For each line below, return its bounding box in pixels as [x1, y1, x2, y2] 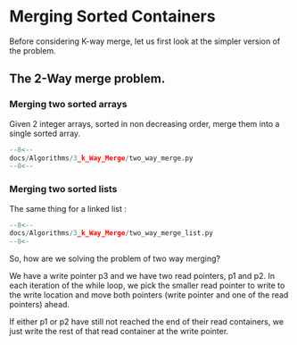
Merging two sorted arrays [9, 98, 128, 111]
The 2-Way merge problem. [9, 72, 166, 87]
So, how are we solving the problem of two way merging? [9, 253, 221, 265]
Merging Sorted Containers [9, 6, 216, 27]
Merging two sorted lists [9, 183, 118, 196]
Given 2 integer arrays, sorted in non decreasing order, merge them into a [9, 118, 280, 129]
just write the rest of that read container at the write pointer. [9, 326, 229, 337]
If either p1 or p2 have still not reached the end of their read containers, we [9, 316, 284, 327]
